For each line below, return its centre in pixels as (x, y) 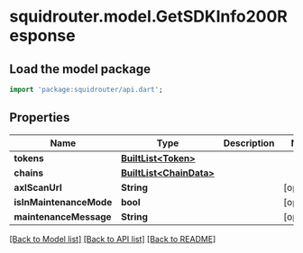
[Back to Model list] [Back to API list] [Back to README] (113, 239)
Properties (40, 117)
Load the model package (80, 69)
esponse (42, 36)
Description (249, 143)
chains (28, 173)
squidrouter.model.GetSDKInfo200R (149, 17)
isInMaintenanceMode (63, 202)
